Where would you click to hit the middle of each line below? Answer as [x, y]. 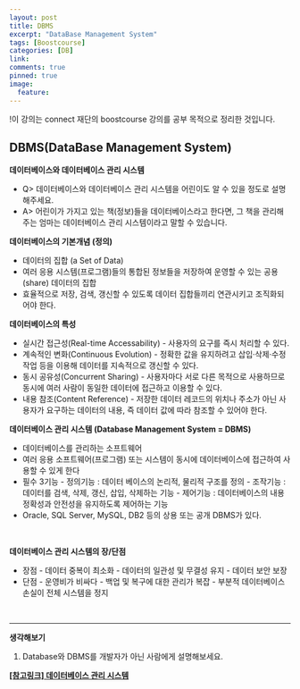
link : [19, 59]
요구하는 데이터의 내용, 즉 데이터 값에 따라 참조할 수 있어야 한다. [157, 410]
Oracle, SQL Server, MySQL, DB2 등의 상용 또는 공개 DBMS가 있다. [142, 516]
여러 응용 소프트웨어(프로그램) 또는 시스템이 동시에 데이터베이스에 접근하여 [151, 459]
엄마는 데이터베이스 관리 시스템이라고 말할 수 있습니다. [133, 223]
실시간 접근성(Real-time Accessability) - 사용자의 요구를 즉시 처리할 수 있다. [156, 343]
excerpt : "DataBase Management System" [83, 34]
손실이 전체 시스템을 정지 [65, 593]
